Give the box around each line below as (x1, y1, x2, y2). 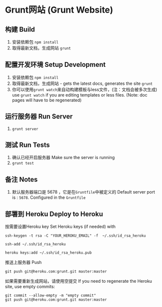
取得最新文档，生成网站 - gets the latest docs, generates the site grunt (12, 81, 153, 86)
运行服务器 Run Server (5, 113, 73, 121)
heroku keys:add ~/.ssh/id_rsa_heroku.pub (5, 250, 92, 255)
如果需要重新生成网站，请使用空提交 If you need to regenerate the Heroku (5, 278, 152, 284)
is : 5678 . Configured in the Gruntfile (12, 194, 86, 200)
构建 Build (5, 25, 35, 33)
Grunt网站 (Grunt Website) (5, 4, 114, 16)
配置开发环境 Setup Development (5, 61, 106, 69)
